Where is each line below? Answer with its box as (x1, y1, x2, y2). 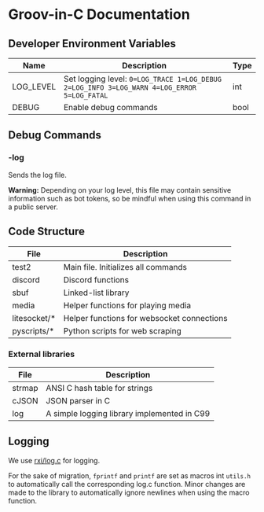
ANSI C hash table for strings (46, 382, 153, 393)
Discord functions (63, 274, 130, 285)
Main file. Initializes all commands (63, 261, 187, 272)
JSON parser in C (46, 395, 111, 406)
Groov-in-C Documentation (8, 6, 190, 24)
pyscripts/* (12, 325, 55, 336)
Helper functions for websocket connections (63, 312, 228, 323)
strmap (12, 382, 38, 393)
